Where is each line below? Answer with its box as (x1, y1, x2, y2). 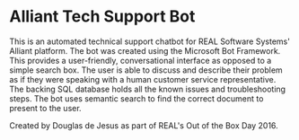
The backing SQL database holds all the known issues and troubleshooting (9, 83, 286, 94)
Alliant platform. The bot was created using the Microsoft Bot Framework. (9, 45, 281, 56)
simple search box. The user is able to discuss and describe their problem (9, 65, 283, 75)
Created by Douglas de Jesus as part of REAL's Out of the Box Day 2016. (9, 119, 278, 131)
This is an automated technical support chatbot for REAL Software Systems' (9, 36, 290, 47)
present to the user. (9, 102, 83, 113)
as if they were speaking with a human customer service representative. (9, 74, 277, 84)
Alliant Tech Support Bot (9, 6, 196, 27)
